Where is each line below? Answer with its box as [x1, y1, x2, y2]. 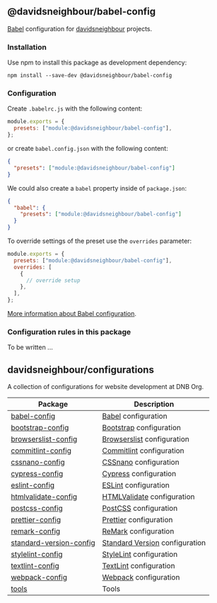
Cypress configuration [102, 469, 177, 479]
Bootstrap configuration [102, 423, 182, 433]
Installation [7, 42, 47, 52]
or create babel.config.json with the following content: [7, 145, 168, 153]
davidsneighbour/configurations [7, 364, 154, 376]
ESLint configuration [102, 480, 170, 490]
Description [134, 400, 175, 410]
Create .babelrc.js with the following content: [7, 104, 143, 113]
